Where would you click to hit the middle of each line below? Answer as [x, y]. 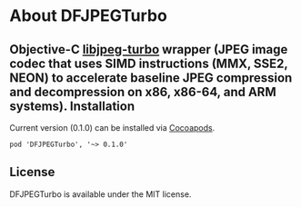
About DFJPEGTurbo [89, 16]
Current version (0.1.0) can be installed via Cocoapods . [112, 128]
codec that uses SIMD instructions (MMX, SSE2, [149, 63]
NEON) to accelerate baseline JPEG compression [151, 78]
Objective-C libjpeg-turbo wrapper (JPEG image [149, 49]
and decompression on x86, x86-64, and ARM [143, 92]
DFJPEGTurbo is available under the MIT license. [100, 194]
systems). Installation [72, 106]
